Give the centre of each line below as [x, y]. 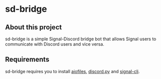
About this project [34, 27]
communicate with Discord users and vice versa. [55, 44]
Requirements [27, 60]
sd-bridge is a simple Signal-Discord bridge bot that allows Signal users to [81, 39]
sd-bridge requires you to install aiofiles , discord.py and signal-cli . [72, 71]
